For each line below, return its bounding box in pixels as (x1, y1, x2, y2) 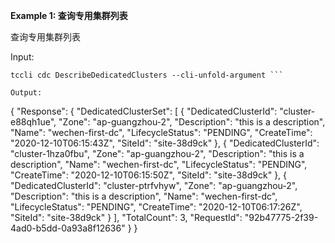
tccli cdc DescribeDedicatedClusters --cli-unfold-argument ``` (10, 70, 284, 80)
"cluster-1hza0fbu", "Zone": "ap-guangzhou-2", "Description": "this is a (10, 148, 305, 159)
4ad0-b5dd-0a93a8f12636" (10, 222, 126, 234)
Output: (10, 88, 43, 98)
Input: (10, 51, 35, 63)
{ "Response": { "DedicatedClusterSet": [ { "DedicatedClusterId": (10, 105, 278, 117)
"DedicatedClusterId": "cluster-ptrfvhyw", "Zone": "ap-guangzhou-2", (10, 180, 298, 191)
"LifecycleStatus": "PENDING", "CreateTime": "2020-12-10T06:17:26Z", (10, 201, 303, 213)
